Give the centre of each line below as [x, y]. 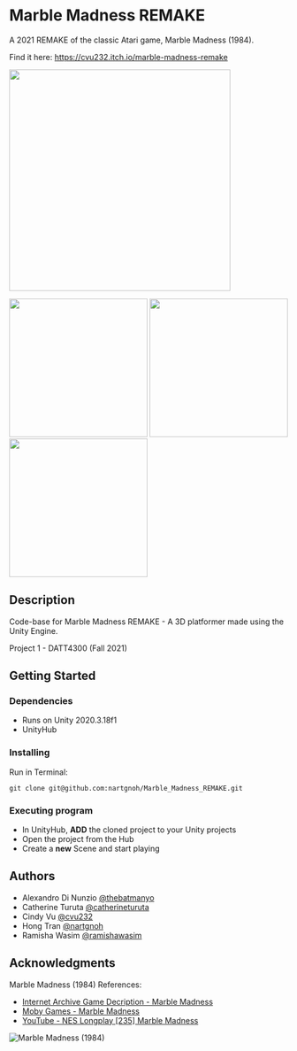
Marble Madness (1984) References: [76, 985]
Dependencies [41, 701]
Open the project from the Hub [78, 839]
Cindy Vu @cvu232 [57, 916]
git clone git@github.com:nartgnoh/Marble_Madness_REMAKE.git [126, 788]
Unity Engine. [34, 630]
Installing [30, 753]
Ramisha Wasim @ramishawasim [82, 935]
